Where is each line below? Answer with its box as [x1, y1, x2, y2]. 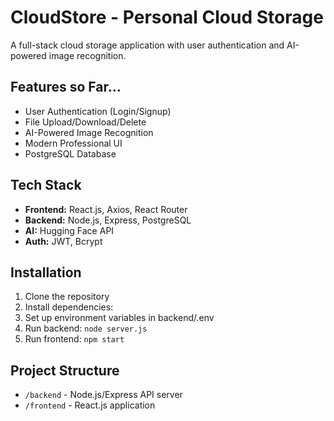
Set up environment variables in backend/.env [24, 312, 215, 324]
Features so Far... [10, 79, 122, 96]
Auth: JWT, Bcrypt [24, 235, 103, 247]
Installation [10, 264, 82, 281]
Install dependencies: [24, 301, 114, 313]
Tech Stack [10, 177, 82, 194]
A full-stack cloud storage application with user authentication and [10, 39, 285, 51]
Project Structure [10, 362, 120, 379]
